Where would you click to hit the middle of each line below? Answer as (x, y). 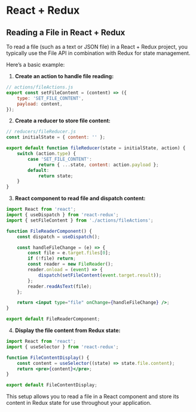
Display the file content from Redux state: (68, 330)
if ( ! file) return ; (52, 259)
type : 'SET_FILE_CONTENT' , (50, 98)
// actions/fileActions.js (40, 87)
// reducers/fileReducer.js (41, 132)
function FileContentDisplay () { (48, 358)
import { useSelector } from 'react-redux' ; (62, 347)
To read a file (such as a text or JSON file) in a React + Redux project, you (97, 47)
